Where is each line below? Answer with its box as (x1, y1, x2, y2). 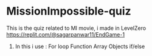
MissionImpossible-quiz (6, 4, 132, 18)
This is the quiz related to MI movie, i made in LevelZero (6, 24, 147, 32)
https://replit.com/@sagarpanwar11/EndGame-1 (6, 30, 125, 38)
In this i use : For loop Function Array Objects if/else (15, 43, 145, 50)
